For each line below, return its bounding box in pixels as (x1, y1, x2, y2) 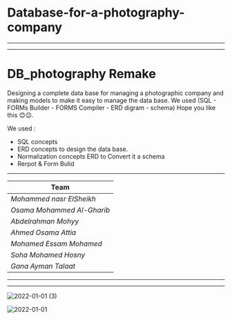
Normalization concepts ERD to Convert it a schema (17, 152, 165, 160)
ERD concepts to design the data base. (17, 145, 128, 153)
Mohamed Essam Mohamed (10, 239, 102, 248)
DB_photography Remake (7, 66, 157, 82)
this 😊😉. (7, 110, 34, 119)
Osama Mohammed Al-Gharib (10, 205, 110, 214)
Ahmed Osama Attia (10, 228, 77, 237)
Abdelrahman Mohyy (10, 216, 79, 226)
